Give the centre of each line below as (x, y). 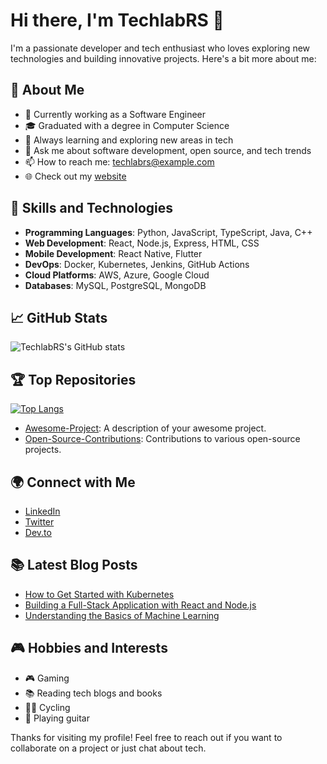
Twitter (39, 522)
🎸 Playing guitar (57, 718)
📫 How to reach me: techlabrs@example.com (119, 161)
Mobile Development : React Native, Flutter (113, 253)
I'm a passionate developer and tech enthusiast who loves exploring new (160, 48)
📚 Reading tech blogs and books (93, 693)
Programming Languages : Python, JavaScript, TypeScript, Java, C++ (168, 232)
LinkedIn (42, 511)
